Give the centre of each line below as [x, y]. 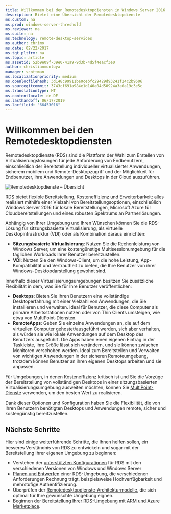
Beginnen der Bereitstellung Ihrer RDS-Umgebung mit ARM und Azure [86, 501]
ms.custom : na [20, 19]
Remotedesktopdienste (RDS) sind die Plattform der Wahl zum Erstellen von [85, 155]
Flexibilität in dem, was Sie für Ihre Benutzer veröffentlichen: [69, 286]
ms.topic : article [25, 57]
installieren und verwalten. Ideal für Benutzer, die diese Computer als [85, 307]
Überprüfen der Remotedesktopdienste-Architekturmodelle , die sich [84, 490]
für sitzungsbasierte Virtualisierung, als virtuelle [72, 228]
